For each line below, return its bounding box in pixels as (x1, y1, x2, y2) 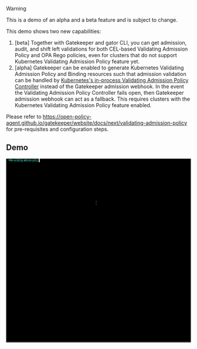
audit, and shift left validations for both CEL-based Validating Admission (14, 45, 188, 52)
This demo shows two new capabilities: (6, 28, 101, 35)
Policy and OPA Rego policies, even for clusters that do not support (14, 52, 177, 58)
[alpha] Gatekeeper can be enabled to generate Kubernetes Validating (14, 64, 184, 71)
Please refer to (6, 113, 42, 120)
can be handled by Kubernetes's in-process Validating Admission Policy (14, 77, 189, 84)
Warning (6, 5, 26, 12)
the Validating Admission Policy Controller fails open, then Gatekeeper (14, 89, 184, 96)
